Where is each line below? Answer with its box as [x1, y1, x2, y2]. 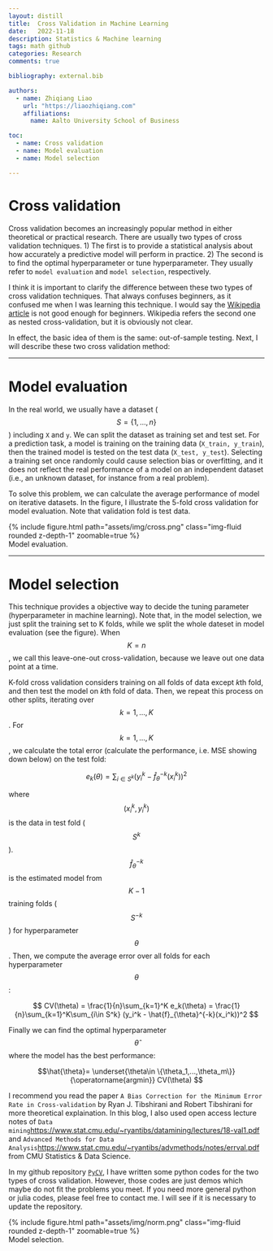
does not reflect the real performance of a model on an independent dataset [8, 464, 264, 474]
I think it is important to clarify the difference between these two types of [8, 282, 253, 292]
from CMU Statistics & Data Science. [8, 1152, 132, 1162]
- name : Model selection [15, 154, 100, 163]
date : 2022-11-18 [8, 27, 75, 35]
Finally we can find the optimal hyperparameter [8, 1026, 167, 1035]
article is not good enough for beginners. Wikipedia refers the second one [8, 308, 256, 318]
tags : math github [8, 42, 71, 50]
